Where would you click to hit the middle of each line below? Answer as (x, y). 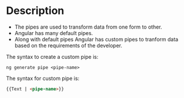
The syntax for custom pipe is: (43, 78)
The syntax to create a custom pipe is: (52, 57)
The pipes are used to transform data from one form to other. (88, 27)
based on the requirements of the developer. (68, 45)
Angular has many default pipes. (54, 33)
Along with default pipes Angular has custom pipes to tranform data (96, 39)
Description (35, 11)
